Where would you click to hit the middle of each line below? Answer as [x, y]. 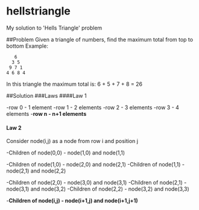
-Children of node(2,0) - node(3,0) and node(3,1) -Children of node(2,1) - [96, 183]
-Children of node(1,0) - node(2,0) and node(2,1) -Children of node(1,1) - [96, 165]
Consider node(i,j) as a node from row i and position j [72, 141]
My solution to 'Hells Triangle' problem [54, 28]
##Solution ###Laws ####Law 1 [46, 95]
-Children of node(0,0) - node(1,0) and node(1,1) [66, 153]
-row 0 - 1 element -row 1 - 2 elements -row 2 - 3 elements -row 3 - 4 [93, 107]
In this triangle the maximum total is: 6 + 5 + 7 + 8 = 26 [74, 84]
